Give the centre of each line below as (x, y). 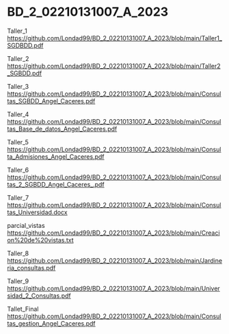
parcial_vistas (26, 225)
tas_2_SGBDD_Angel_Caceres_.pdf (56, 184)
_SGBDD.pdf (25, 73)
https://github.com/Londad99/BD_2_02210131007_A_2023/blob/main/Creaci (113, 233)
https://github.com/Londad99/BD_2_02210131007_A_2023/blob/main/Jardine (115, 260)
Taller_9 (18, 281)
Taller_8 (18, 253)
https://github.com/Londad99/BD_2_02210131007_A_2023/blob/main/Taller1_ (114, 38)
